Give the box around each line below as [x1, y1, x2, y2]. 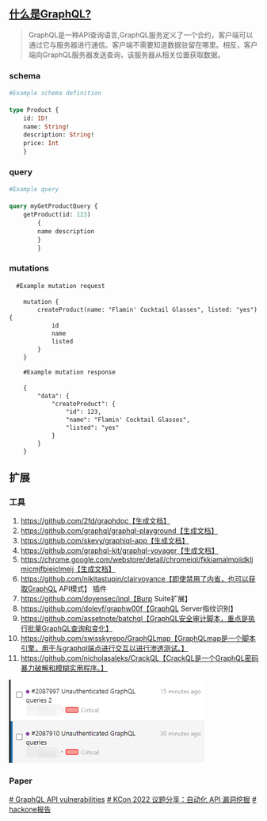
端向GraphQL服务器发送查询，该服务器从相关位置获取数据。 [28, 50, 225, 59]
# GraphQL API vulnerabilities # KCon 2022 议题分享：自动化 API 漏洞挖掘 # [9, 794, 257, 804]
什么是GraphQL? [9, 7, 92, 21]
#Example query [9, 186, 59, 194]
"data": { [37, 392, 70, 400]
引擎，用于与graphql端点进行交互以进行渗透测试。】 [20, 643, 189, 653]
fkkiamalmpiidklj [200, 554, 254, 565]
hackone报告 [9, 804, 51, 814]
